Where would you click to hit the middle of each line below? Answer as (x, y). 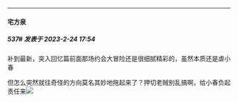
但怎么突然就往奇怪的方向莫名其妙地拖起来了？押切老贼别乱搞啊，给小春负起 (119, 82)
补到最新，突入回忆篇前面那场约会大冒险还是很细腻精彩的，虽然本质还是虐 (116, 58)
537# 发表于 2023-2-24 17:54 (51, 39)
